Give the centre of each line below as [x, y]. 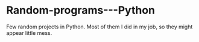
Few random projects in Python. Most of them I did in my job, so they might [99, 27]
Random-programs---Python [81, 10]
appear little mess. [29, 33]
